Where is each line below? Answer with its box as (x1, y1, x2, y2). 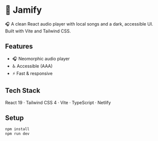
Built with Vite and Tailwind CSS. (5, 28, 71, 34)
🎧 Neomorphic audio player (12, 56, 70, 61)
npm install (5, 127, 30, 132)
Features (5, 42, 33, 51)
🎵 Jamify (5, 4, 42, 16)
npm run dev (5, 131, 30, 137)
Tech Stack (5, 86, 40, 95)
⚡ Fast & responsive (12, 70, 53, 76)
